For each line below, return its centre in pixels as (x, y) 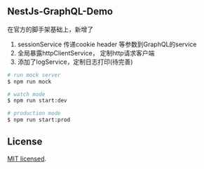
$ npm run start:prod (39, 120)
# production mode (34, 114)
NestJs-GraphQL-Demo (60, 12)
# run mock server (34, 75)
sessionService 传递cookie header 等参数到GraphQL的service (107, 44)
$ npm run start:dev (38, 101)
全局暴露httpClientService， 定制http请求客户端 (86, 53)
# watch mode (26, 94)
